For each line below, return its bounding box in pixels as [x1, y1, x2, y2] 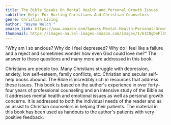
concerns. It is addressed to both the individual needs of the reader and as [5, 98, 162, 104]
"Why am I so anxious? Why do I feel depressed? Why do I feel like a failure [5, 45, 163, 51]
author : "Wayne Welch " [5, 21, 56, 27]
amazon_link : [5, 26, 33, 32]
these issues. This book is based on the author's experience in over [5, 82, 147, 88]
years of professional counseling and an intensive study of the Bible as [15, 87, 164, 93]
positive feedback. [5, 114, 44, 120]
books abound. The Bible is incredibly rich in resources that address [15, 77, 159, 82]
